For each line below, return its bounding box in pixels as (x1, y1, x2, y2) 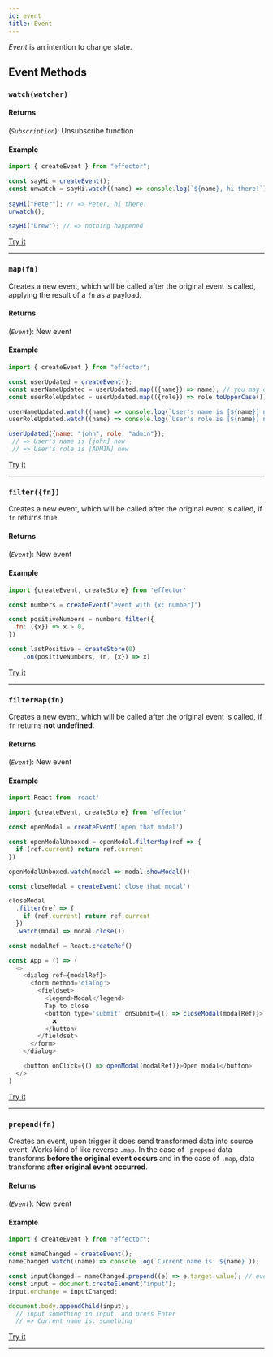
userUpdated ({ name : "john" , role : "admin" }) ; (8, 430, 165, 438)
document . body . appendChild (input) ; (8, 1302, 129, 1310)
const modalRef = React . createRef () (8, 942, 132, 950)
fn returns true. (8, 513, 59, 523)
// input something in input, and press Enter (15, 1310, 176, 1318)
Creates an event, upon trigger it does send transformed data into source (8, 1136, 253, 1146)
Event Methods (8, 65, 87, 79)
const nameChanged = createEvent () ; (8, 1250, 132, 1259)
